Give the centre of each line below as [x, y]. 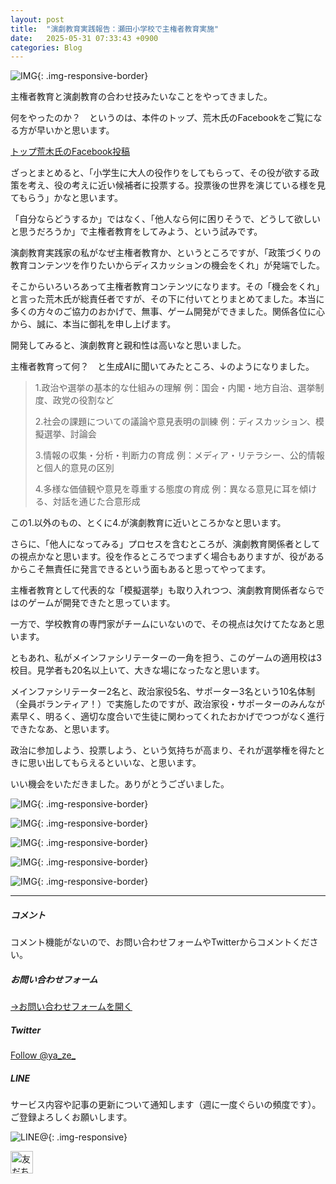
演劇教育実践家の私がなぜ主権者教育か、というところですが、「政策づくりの [166, 253]
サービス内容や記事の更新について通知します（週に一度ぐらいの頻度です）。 [166, 1105]
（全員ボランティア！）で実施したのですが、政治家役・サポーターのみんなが [167, 704]
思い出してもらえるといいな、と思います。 [114, 763]
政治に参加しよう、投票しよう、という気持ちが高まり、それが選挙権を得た [163, 750]
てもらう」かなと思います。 [66, 198]
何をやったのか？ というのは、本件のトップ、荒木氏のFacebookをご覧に [162, 118]
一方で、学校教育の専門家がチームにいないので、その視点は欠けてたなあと [163, 624]
